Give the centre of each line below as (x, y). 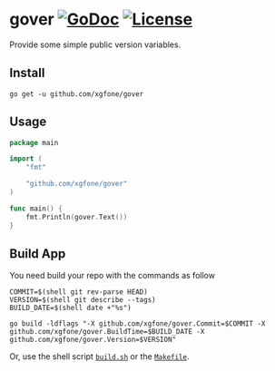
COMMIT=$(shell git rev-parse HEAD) (79, 292)
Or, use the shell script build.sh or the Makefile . (99, 356)
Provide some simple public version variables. (95, 44)
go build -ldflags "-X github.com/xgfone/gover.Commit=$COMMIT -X (137, 324)
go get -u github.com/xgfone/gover (77, 94)
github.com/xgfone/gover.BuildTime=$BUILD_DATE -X (107, 332)
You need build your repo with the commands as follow (113, 276)
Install (27, 73)
